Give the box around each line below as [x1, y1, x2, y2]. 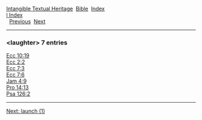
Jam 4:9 [6, 77, 27, 85]
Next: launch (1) [6, 107, 45, 115]
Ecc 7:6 [6, 71, 25, 79]
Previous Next [8, 18, 46, 25]
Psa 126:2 [6, 90, 31, 98]
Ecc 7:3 [6, 65, 25, 72]
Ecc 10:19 [6, 52, 30, 59]
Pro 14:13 [6, 84, 29, 91]
